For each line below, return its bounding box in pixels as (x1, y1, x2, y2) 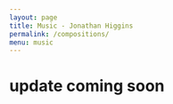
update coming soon (9, 76, 165, 96)
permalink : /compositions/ (9, 29, 110, 38)
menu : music (9, 37, 54, 47)
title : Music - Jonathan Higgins (9, 21, 134, 30)
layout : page (9, 12, 58, 22)
